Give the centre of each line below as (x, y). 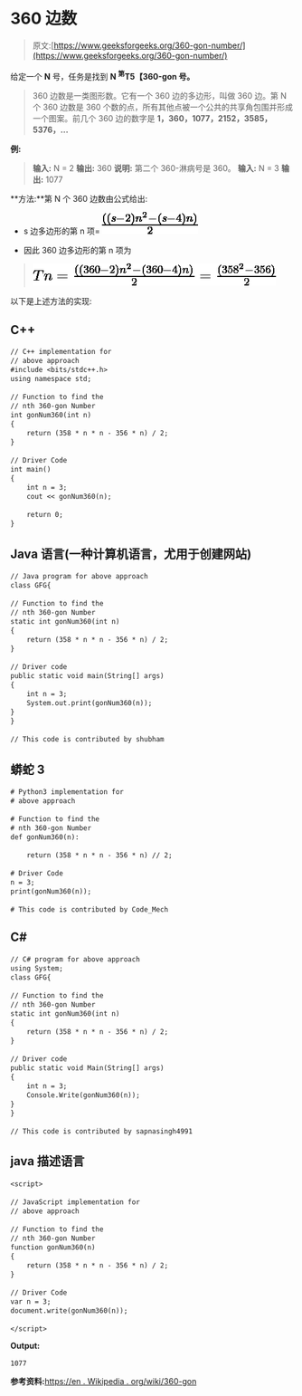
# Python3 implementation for (67, 792)
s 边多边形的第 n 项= (61, 231)
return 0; (45, 515)
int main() (31, 470)
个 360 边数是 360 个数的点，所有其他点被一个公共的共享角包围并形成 (162, 107)
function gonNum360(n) (53, 1247)
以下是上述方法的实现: (52, 301)
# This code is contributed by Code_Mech (90, 910)
